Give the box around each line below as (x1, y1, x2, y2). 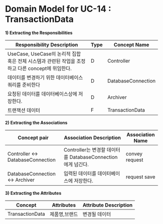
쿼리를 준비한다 (7, 81, 40, 88)
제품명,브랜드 (49, 210, 79, 217)
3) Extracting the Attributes (5, 190, 62, 196)
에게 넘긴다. (64, 161, 89, 168)
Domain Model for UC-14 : (5, 3, 112, 15)
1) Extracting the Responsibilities (5, 30, 73, 35)
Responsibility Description (15, 41, 79, 48)
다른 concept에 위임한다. (17, 65, 72, 71)
